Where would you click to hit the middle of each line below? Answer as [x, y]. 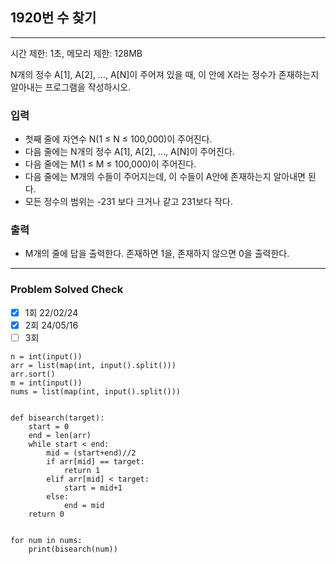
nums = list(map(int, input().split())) [96, 391]
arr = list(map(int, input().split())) [93, 365]
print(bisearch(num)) [73, 549]
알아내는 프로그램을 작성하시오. [71, 87]
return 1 [82, 470]
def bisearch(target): [57, 418]
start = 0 [49, 426]
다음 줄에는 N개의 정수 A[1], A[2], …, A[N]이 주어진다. [129, 152]
